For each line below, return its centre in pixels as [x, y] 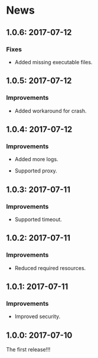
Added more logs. [36, 159]
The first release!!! [28, 350]
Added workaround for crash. [50, 111]
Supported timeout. [38, 219]
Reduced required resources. [50, 268]
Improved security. [37, 316]
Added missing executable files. [53, 62]
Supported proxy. [36, 171]
